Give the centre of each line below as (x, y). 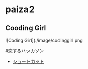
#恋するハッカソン (25, 51)
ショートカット (28, 61)
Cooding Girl (26, 28)
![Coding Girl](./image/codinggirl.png (44, 40)
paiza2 (20, 9)
